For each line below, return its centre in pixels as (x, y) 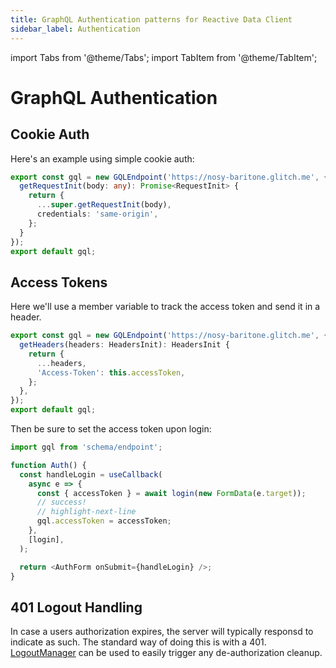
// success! (61, 502)
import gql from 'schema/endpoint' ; (86, 447)
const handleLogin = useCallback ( (91, 474)
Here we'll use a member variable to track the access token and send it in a (165, 307)
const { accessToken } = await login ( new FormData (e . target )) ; (171, 493)
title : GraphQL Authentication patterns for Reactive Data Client (151, 19)
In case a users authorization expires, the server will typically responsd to (162, 632)
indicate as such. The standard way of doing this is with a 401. (138, 642)
